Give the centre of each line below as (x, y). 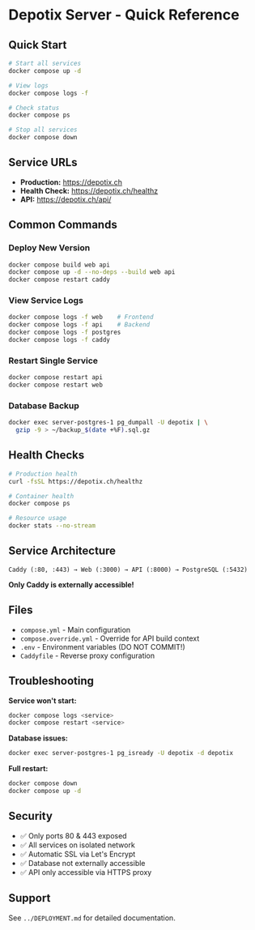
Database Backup (44, 405)
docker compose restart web (56, 385)
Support (30, 898)
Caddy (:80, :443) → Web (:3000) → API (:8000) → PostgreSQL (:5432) (128, 570)
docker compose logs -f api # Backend (79, 325)
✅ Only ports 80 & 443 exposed (73, 835)
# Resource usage (38, 518)
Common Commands (63, 225)
